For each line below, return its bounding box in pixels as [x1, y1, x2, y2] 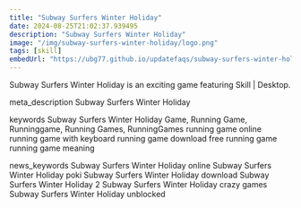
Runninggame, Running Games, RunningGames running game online [9, 124, 262, 134]
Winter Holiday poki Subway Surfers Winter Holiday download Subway [9, 169, 270, 180]
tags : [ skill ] [9, 47, 63, 56]
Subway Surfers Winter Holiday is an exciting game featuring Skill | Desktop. [9, 80, 291, 90]
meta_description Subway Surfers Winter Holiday [9, 97, 191, 108]
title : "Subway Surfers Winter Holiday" [9, 13, 163, 22]
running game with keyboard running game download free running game [9, 134, 278, 143]
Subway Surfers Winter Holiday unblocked [9, 189, 166, 199]
